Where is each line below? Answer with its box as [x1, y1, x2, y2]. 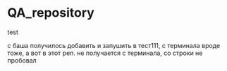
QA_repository [7, 5, 95, 21]
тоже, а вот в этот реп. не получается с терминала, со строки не [7, 49, 203, 57]
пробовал [7, 56, 37, 64]
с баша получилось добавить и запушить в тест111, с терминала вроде [7, 41, 221, 49]
